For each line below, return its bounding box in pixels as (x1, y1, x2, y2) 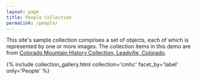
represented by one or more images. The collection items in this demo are (6, 43, 191, 50)
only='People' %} (6, 67, 50, 75)
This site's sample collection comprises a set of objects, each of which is (6, 37, 189, 44)
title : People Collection (6, 14, 72, 20)
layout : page (6, 8, 39, 15)
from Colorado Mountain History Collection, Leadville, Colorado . (6, 49, 167, 57)
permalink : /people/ (6, 20, 59, 26)
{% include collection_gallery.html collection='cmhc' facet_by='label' (6, 61, 179, 68)
